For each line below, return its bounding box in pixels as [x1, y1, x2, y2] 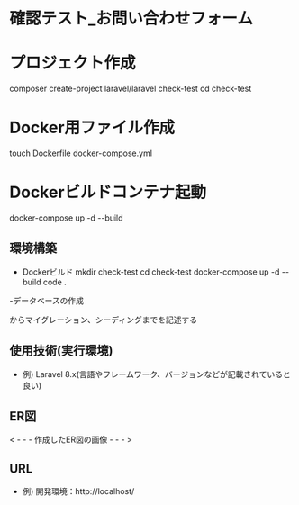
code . [42, 276, 68, 287]
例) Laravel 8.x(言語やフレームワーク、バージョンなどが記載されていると [22, 368, 291, 379]
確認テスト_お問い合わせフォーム [9, 8, 254, 29]
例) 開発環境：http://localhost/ [22, 486, 135, 497]
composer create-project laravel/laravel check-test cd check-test [9, 83, 252, 95]
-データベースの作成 [9, 294, 84, 306]
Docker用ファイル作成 [9, 118, 176, 138]
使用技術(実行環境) [9, 343, 113, 358]
